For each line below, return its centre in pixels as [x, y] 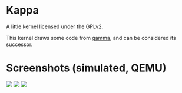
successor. [19, 44]
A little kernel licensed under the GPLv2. [55, 26]
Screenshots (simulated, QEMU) [86, 68]
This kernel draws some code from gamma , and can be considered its [91, 38]
